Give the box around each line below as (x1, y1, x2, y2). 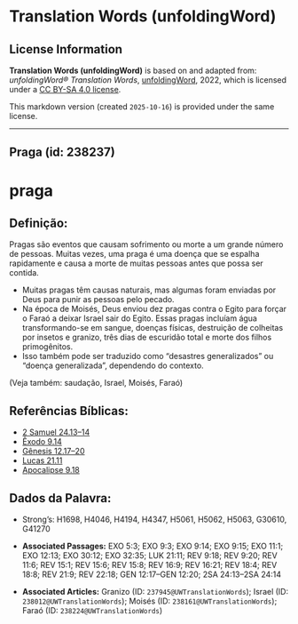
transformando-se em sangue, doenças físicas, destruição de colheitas (21, 323, 284, 333)
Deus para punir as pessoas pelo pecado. (21, 294, 175, 305)
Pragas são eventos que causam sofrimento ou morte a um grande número (9, 239, 284, 250)
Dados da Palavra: (9, 491, 112, 506)
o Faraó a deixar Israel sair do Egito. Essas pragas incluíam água (21, 313, 257, 324)
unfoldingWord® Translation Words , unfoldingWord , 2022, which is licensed (9, 75, 286, 85)
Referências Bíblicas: (9, 403, 129, 419)
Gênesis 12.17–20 (21, 446, 85, 457)
